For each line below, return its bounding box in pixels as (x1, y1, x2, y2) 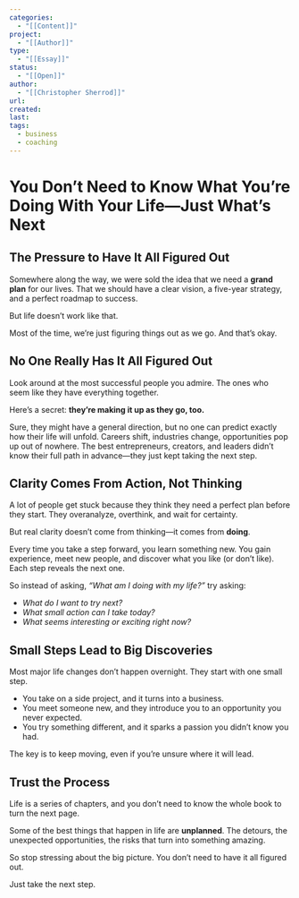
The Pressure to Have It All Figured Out (9, 250, 230, 265)
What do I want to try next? (21, 597, 123, 609)
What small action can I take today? (21, 607, 155, 618)
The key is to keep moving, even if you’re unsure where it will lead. (9, 748, 254, 759)
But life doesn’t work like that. (9, 310, 119, 321)
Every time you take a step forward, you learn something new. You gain (9, 543, 271, 555)
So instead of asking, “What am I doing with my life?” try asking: (9, 580, 246, 591)
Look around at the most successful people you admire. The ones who (9, 377, 270, 388)
